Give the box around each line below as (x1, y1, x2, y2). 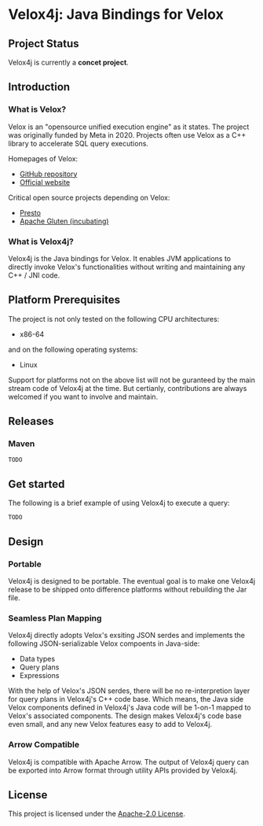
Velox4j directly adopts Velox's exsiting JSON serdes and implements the (8, 631, 246, 640)
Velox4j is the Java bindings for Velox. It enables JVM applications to (8, 253, 232, 263)
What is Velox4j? (8, 236, 75, 247)
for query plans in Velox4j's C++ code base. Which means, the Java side (8, 695, 244, 704)
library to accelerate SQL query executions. (8, 138, 149, 148)
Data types (19, 655, 56, 664)
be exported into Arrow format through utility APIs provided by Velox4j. (8, 765, 238, 775)
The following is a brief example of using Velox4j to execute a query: (8, 498, 230, 508)
